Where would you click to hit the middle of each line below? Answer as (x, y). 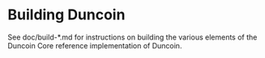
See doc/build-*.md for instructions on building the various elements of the (132, 37)
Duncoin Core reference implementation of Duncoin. (95, 45)
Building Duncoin (66, 15)
